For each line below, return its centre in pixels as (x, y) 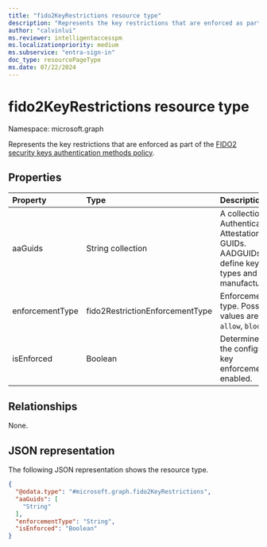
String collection (117, 248)
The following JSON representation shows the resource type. (108, 470)
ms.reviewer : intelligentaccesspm (66, 38)
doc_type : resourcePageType (55, 60)
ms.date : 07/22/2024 (43, 68)
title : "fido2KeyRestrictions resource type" (85, 16)
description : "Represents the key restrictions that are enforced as (126, 23)
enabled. (236, 378)
